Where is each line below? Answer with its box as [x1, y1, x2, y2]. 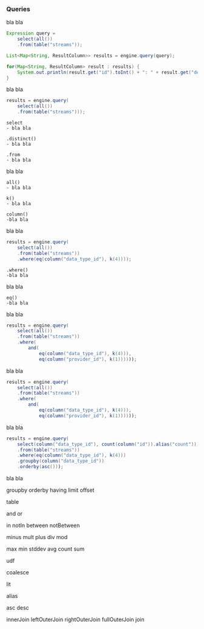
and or [6, 510, 23, 517]
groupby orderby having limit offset [6, 486, 95, 494]
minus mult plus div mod [6, 534, 68, 541]
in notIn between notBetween [6, 522, 80, 529]
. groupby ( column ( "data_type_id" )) [17, 458, 104, 464]
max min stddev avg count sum [6, 545, 85, 552]
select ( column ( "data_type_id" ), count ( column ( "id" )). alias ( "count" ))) [17, 441, 200, 447]
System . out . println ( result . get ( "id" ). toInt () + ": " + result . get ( [17, 69, 192, 75]
